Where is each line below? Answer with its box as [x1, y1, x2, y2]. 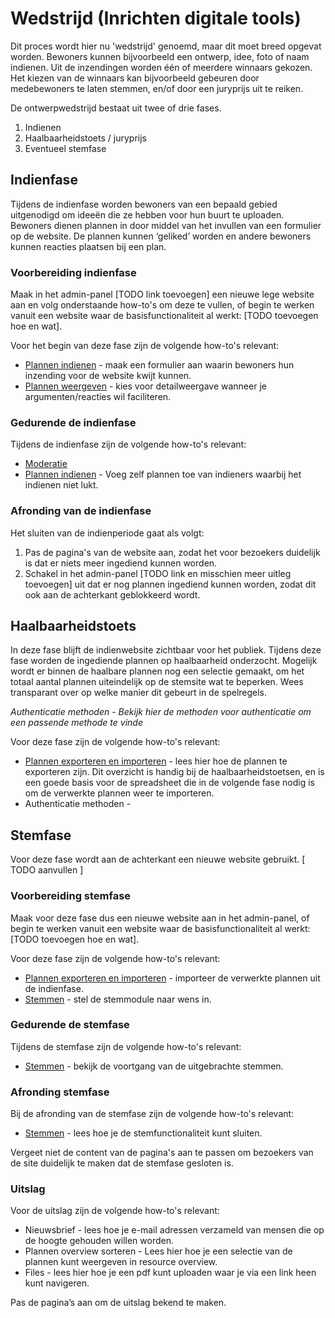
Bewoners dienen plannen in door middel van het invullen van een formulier [10, 219, 322, 231]
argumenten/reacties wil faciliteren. [24, 391, 172, 403]
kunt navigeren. [24, 1277, 90, 1289]
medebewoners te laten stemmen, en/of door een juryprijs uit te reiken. [10, 82, 304, 94]
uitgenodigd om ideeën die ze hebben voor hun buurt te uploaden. [10, 208, 285, 221]
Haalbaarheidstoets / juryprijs [24, 132, 147, 144]
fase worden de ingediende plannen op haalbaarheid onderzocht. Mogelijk [10, 655, 318, 667]
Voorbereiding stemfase [10, 889, 132, 903]
